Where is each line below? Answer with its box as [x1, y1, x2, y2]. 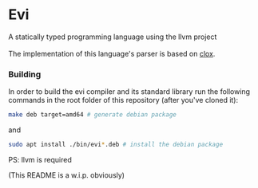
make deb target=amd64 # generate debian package [8, 111, 177, 119]
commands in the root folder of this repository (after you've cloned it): [8, 96, 239, 105]
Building [8, 69, 42, 80]
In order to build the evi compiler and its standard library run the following [8, 87, 250, 96]
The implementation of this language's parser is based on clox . [8, 49, 216, 58]
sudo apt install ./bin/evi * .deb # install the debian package [8, 141, 224, 149]
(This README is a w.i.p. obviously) [8, 170, 125, 180]
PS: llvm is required [8, 155, 72, 164]
